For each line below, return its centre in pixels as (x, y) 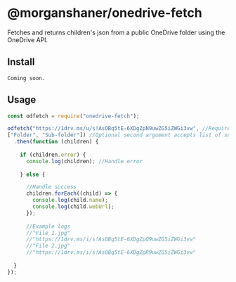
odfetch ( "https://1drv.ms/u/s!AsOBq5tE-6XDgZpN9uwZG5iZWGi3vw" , (103, 129)
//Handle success (51, 187)
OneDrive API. (28, 39)
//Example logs (48, 226)
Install (21, 62)
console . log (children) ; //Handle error (84, 161)
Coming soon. (26, 78)
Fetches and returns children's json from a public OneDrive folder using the (116, 32)
